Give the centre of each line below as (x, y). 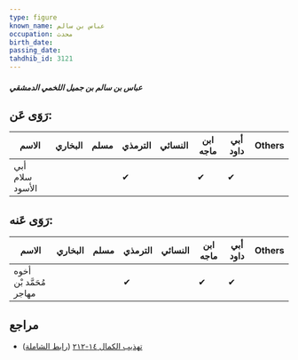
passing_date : (35, 51)
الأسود (26, 188)
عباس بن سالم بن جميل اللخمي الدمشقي (76, 87)
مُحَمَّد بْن (30, 283)
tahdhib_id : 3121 (41, 59)
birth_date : (31, 42)
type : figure (33, 17)
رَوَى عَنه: (31, 220)
